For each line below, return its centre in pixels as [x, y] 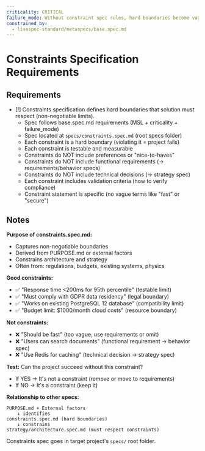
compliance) [40, 188]
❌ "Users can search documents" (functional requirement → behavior [103, 341]
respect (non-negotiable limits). [55, 116]
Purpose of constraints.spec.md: [49, 235]
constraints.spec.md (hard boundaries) [57, 419]
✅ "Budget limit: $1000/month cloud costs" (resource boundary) [96, 310]
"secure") [36, 201]
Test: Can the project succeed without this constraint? [75, 367]
